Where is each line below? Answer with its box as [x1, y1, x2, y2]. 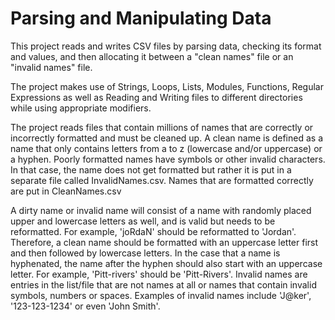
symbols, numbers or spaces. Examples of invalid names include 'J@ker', [10, 289, 312, 301]
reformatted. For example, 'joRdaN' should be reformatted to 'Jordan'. [10, 225, 297, 237]
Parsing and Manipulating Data [10, 7, 272, 30]
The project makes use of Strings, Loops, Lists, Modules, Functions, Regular [10, 80, 324, 92]
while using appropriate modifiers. [10, 102, 152, 114]
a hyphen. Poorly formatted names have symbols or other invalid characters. [10, 153, 326, 165]
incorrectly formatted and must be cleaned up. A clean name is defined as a [10, 132, 324, 144]
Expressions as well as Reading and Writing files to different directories [10, 91, 303, 103]
